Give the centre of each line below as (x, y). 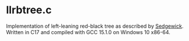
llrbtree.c (29, 10)
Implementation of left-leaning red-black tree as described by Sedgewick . (95, 26)
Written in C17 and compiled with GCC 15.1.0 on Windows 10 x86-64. (88, 32)
